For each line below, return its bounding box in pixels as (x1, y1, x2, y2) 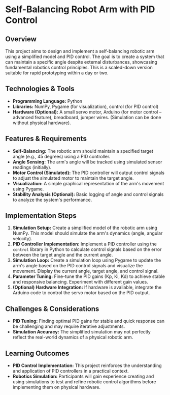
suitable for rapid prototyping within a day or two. (5, 70, 109, 76)
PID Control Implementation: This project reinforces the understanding (12, 362, 162, 369)
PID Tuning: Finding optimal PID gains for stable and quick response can (12, 318, 165, 324)
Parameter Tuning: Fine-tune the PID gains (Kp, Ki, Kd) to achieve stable (12, 273, 165, 279)
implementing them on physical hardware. (12, 384, 100, 390)
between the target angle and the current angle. (12, 252, 113, 258)
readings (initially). (12, 164, 52, 170)
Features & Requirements (5, 134, 87, 143)
